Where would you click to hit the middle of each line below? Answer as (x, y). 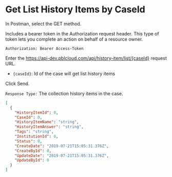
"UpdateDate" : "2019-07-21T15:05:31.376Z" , (62, 155)
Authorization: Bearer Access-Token (44, 48)
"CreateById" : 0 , (33, 151)
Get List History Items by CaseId (75, 10)
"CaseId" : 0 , (28, 117)
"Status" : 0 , (28, 141)
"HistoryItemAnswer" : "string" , (49, 127)
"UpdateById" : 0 (32, 161)
